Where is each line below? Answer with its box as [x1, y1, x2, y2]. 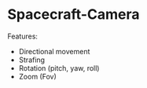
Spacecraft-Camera [7, 5, 140, 24]
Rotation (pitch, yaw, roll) [18, 63, 100, 72]
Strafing [18, 55, 45, 64]
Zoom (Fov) [18, 71, 57, 81]
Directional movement [18, 46, 90, 56]
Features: [7, 31, 39, 41]
